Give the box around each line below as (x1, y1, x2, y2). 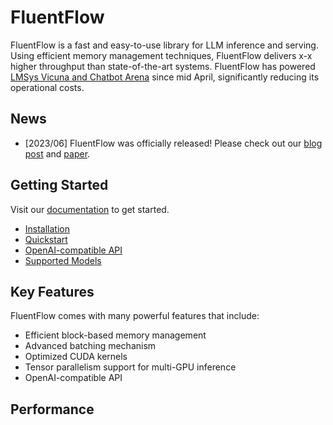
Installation (24, 222, 71, 235)
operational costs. (10, 81, 85, 93)
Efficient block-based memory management (24, 329, 207, 341)
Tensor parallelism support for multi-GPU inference (24, 361, 237, 373)
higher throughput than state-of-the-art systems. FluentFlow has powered (10, 60, 316, 72)
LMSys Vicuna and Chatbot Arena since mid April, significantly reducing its (10, 71, 320, 83)
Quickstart (24, 233, 68, 245)
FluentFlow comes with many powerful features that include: (10, 310, 260, 322)
